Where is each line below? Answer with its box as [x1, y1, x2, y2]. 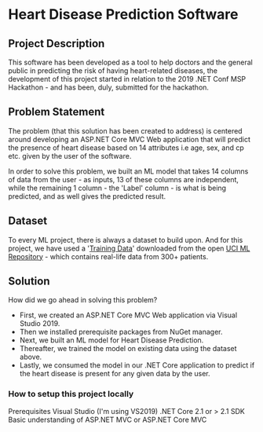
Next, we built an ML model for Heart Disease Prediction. [19, 335, 204, 345]
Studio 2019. [19, 319, 60, 328]
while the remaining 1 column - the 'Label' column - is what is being [8, 183, 226, 192]
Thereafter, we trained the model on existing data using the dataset [19, 344, 237, 353]
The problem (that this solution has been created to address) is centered [8, 126, 243, 135]
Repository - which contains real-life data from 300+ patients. [8, 251, 209, 261]
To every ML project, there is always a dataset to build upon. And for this [8, 235, 243, 244]
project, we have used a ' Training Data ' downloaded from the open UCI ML [8, 243, 250, 253]
